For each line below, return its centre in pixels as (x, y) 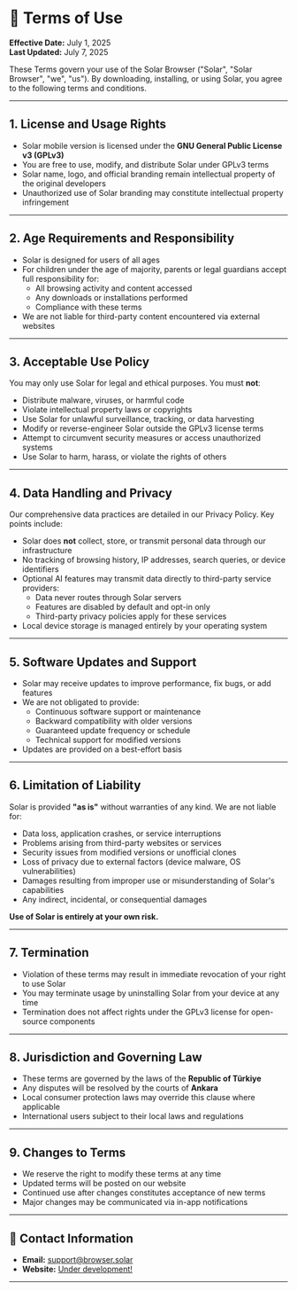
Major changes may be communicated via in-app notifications (135, 1202)
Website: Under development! (77, 1269)
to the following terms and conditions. (78, 88)
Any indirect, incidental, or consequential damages (114, 899)
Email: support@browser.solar (77, 1260)
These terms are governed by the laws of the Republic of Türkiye (141, 1079)
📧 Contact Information (72, 1238)
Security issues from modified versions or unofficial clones (129, 852)
